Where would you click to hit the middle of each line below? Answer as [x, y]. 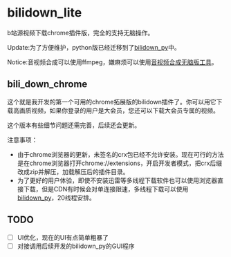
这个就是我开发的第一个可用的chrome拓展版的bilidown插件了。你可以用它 [112, 102]
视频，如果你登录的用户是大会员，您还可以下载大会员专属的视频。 [125, 110]
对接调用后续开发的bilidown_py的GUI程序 [76, 246]
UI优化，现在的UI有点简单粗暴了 [63, 237]
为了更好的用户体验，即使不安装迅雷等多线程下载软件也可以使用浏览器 [117, 180]
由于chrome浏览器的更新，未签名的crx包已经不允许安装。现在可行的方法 [121, 154]
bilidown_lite [45, 13]
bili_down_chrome [47, 84]
